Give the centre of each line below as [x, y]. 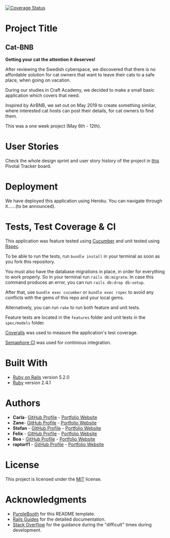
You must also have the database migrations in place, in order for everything [85, 271]
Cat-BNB [20, 47]
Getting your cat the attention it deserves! [50, 59]
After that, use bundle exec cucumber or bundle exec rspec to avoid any [79, 292]
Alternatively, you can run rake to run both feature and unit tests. [73, 307]
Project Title [31, 29]
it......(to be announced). [30, 206]
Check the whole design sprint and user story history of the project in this [82, 160]
